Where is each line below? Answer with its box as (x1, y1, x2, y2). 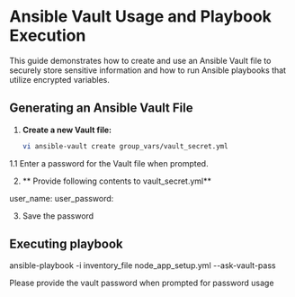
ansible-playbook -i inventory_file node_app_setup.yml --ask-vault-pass (9, 260, 276, 271)
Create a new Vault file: (22, 124, 112, 135)
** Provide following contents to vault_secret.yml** (22, 175, 212, 186)
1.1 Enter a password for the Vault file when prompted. (9, 157, 209, 168)
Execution (9, 25, 86, 46)
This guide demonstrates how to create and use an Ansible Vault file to (9, 55, 272, 66)
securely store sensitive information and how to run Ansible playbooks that (9, 65, 286, 76)
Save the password (22, 210, 94, 221)
